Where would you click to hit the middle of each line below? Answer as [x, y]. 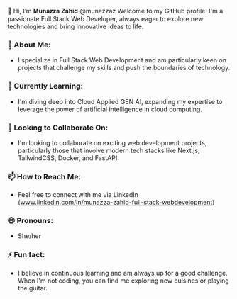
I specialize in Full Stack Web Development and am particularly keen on [122, 60]
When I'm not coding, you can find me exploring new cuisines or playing [123, 281]
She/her [29, 236]
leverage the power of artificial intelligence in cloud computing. [110, 109]
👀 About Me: [29, 45]
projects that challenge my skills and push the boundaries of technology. [124, 68]
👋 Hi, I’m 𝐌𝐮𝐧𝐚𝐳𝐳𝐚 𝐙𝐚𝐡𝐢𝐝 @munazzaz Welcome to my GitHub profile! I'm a [115, 11]
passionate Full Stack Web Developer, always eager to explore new [105, 19]
